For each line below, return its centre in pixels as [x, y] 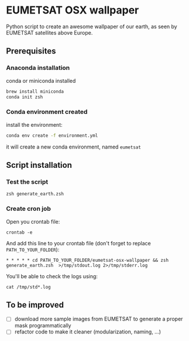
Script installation [39, 165]
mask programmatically [43, 326]
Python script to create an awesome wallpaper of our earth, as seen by [92, 26]
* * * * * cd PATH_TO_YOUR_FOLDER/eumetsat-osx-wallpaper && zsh [87, 260]
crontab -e [19, 232]
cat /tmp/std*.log [28, 287]
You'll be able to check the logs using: [52, 276]
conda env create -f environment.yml [52, 136]
